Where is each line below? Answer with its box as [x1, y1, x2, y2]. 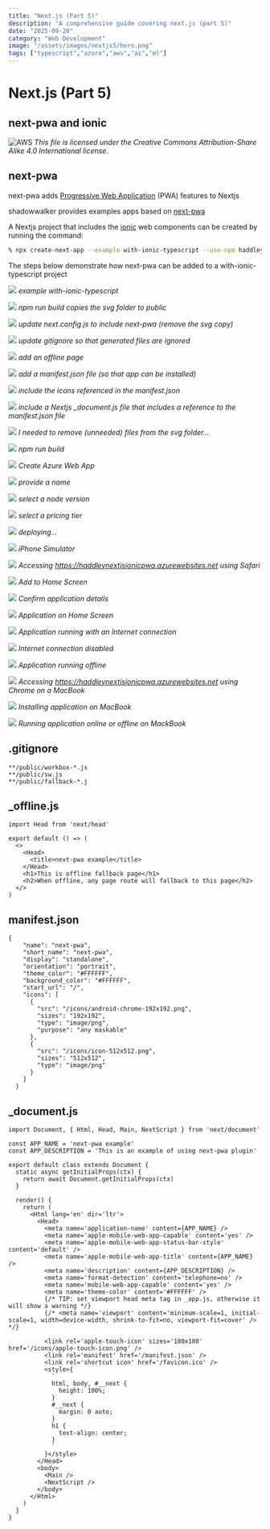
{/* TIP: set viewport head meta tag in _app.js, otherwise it [43, 1294, 261, 1303]
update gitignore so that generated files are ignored [18, 335, 190, 345]
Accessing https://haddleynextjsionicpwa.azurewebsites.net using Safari [18, 560, 260, 570]
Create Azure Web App [18, 460, 95, 470]
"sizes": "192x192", [37, 1012, 106, 1020]
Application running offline [18, 660, 107, 670]
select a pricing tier [18, 510, 83, 520]
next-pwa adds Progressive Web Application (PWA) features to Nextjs [8, 190, 239, 200]
